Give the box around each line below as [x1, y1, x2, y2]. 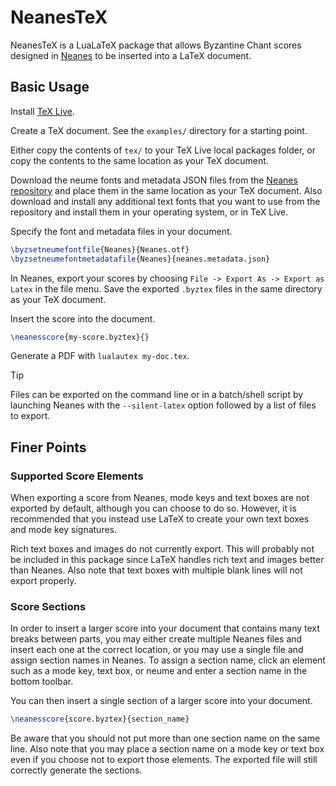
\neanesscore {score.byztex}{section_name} [10, 714, 190, 725]
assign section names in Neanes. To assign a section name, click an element [10, 654, 326, 666]
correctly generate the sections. [10, 764, 143, 776]
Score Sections [10, 599, 87, 613]
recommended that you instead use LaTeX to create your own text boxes [10, 513, 310, 525]
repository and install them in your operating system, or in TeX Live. [10, 206, 289, 218]
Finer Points [10, 439, 87, 456]
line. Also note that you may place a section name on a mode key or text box [10, 743, 325, 755]
